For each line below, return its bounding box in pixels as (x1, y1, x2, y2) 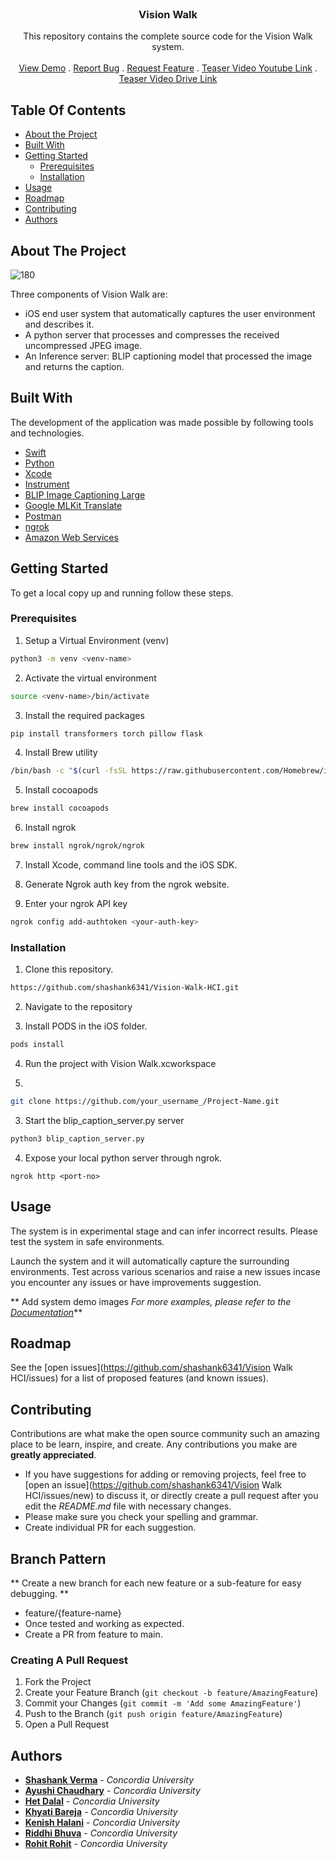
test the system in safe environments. (10, 1235, 165, 1247)
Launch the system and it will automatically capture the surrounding (10, 1255, 290, 1267)
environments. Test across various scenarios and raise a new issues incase (10, 1265, 321, 1277)
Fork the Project (24, 1676, 92, 1688)
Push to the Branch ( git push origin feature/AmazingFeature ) (24, 1708, 283, 1720)
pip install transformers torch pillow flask (10, 728, 203, 739)
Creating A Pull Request (10, 1653, 128, 1667)
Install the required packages (24, 709, 145, 721)
